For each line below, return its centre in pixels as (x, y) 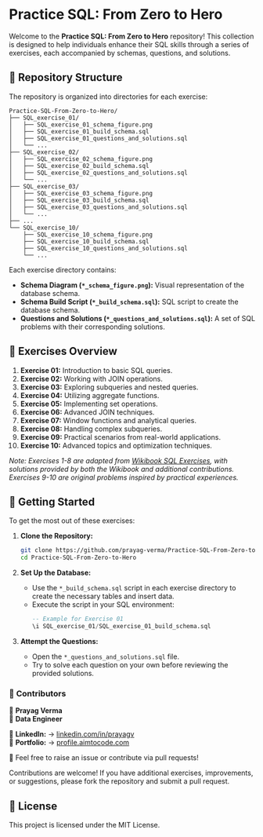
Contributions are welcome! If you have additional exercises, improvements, (131, 773)
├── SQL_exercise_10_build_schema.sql (86, 241)
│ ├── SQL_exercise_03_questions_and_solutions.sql (99, 207)
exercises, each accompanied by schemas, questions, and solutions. (120, 53)
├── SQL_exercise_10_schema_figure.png (88, 234)
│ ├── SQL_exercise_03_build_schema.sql (79, 200)
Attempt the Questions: (59, 641)
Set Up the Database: (56, 573)
